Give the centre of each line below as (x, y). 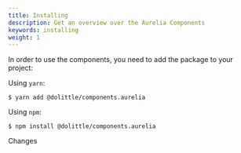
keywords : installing (44, 30)
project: (21, 68)
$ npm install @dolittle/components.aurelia (82, 126)
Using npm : (25, 112)
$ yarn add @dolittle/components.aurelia (77, 98)
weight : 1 (24, 37)
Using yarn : (27, 83)
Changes (23, 141)
